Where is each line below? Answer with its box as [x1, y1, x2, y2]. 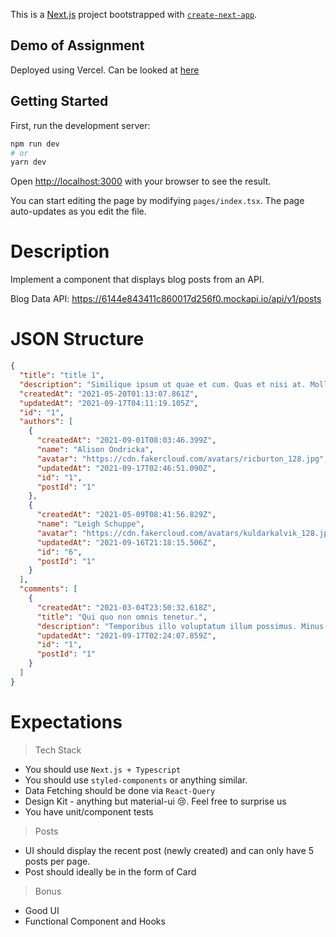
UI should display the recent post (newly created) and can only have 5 [24, 844, 315, 856]
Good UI [24, 904, 60, 916]
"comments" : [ [19, 584, 78, 594]
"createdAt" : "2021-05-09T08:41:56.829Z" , [36, 510, 217, 520]
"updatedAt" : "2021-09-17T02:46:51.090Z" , [36, 463, 217, 473]
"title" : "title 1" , [19, 370, 105, 380]
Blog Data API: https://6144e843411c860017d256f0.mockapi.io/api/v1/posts [10, 293, 322, 305]
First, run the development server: [10, 119, 151, 131]
